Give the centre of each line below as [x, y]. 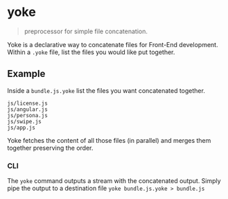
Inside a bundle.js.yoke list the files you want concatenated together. [106, 90]
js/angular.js [28, 109]
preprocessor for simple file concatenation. [86, 31]
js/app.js [21, 128]
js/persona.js [28, 115]
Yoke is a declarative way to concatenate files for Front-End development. [113, 44]
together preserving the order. [50, 148]
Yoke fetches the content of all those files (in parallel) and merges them [109, 140]
